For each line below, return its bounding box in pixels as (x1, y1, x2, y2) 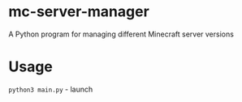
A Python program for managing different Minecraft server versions (8, 29, 234, 39)
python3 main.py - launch (8, 84, 93, 94)
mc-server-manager (8, 2, 150, 21)
